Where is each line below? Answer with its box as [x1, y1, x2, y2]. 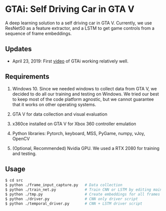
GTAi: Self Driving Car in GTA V [5, 3, 135, 15]
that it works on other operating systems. [12, 101, 96, 107]
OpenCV [12, 136, 30, 141]
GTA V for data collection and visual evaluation [12, 111, 108, 117]
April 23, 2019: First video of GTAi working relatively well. [12, 58, 128, 64]
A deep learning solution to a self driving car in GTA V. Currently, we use [5, 20, 152, 26]
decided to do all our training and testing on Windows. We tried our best [12, 91, 159, 97]
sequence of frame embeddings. [5, 30, 72, 36]
